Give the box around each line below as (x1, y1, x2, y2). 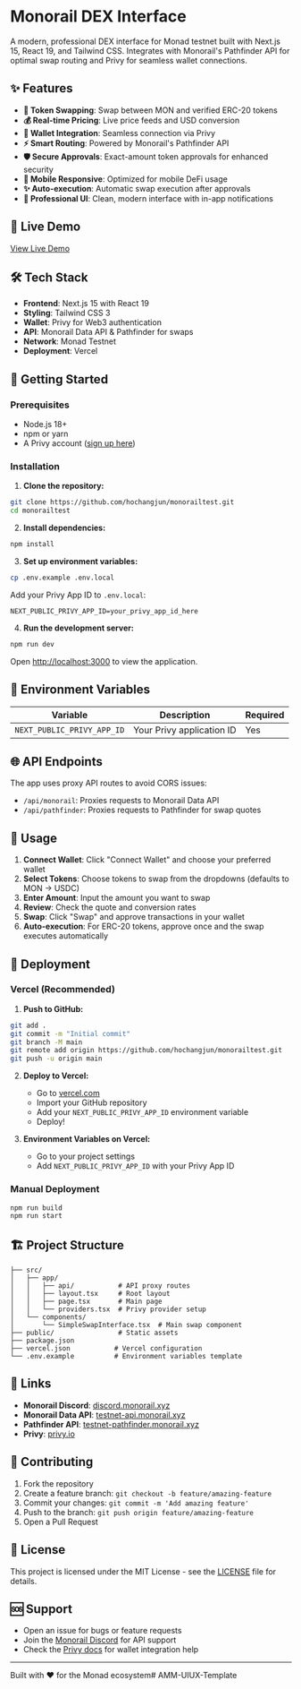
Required (245, 708, 285, 721)
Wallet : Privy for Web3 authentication (22, 317, 162, 328)
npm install (10, 540, 54, 549)
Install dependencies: (22, 522, 106, 534)
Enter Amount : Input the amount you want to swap (22, 893, 211, 904)
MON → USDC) (22, 883, 79, 894)
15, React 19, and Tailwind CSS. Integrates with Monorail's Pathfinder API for (10, 45, 290, 56)
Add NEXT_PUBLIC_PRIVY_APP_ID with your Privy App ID (36, 1161, 235, 1171)
